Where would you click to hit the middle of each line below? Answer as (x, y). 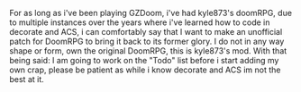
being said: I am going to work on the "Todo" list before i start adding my (144, 60)
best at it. (27, 79)
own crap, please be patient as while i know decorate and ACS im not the (145, 70)
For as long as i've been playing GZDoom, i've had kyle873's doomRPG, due (151, 13)
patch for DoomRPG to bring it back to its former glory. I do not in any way (147, 41)
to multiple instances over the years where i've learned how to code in (140, 22)
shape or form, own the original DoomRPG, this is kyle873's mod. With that (148, 51)
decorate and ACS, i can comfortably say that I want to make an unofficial (146, 32)
